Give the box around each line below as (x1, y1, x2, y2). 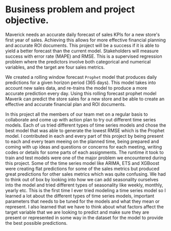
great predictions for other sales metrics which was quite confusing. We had (5, 171, 166, 177)
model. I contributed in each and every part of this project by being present (5, 133, 163, 139)
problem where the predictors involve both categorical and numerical (5, 58, 151, 65)
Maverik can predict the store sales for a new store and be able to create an (5, 96, 165, 102)
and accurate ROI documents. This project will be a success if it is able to (5, 42, 160, 48)
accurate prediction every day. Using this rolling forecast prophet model (5, 90, 157, 96)
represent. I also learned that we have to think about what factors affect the (5, 203, 164, 209)
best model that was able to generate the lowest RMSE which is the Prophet (5, 127, 165, 134)
